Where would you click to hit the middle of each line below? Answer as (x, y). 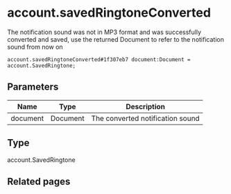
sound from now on (35, 47)
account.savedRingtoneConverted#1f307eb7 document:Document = (99, 59)
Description (145, 106)
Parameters (33, 87)
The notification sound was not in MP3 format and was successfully (104, 32)
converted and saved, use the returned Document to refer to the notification (115, 39)
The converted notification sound (145, 118)
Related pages (39, 181)
